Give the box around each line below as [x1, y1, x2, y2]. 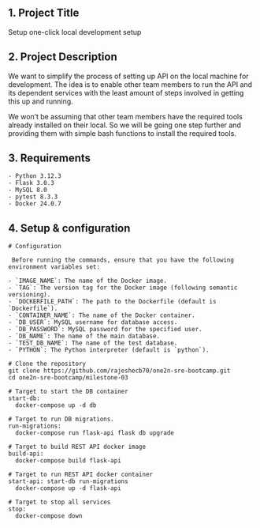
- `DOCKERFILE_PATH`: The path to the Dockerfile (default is [8, 298, 217, 306]
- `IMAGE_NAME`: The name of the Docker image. [8, 277, 168, 285]
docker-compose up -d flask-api [15, 485, 122, 492]
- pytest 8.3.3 [8, 193, 58, 201]
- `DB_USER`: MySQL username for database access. [8, 319, 178, 326]
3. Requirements [8, 152, 91, 165]
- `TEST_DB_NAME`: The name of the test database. [8, 339, 178, 347]
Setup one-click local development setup [8, 27, 142, 36]
